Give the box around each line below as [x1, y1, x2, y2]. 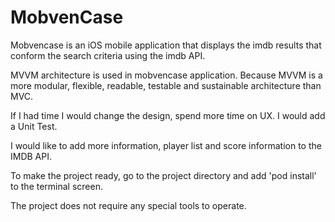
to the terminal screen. [10, 180, 103, 192]
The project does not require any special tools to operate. [10, 199, 247, 211]
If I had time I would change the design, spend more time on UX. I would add [10, 109, 326, 121]
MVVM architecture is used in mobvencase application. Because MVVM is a [10, 69, 323, 81]
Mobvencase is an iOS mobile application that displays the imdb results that [10, 39, 322, 51]
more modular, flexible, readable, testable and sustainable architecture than [10, 79, 322, 91]
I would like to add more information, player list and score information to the [10, 139, 322, 151]
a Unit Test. [10, 120, 58, 132]
